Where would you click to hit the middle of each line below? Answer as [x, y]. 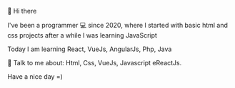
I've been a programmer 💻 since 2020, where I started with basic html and [118, 25]
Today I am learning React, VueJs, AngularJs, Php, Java [90, 49]
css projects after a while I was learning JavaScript [82, 35]
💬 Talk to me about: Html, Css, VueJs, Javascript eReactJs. [95, 63]
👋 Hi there [22, 11]
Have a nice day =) [35, 77]
